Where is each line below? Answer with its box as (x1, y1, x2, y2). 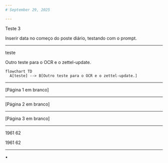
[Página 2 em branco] (5, 101, 50, 107)
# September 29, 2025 (5, 7, 50, 12)
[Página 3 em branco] (5, 115, 50, 121)
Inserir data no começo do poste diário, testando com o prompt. (5, 35, 137, 41)
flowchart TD (5, 68, 32, 74)
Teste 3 (5, 25, 21, 31)
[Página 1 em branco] (5, 86, 49, 92)
